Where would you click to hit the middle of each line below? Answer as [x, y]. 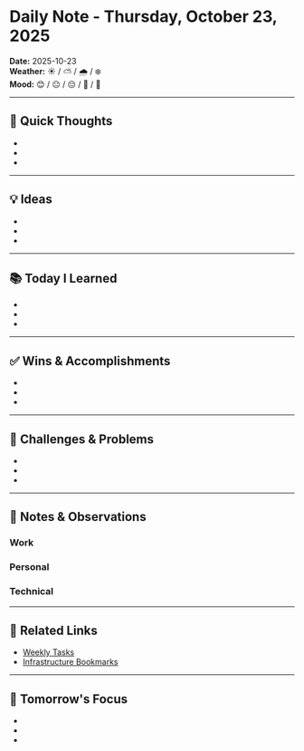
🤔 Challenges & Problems [82, 439]
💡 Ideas [31, 200]
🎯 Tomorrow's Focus [69, 699]
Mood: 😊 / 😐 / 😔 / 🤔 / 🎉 [55, 84]
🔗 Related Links [53, 630]
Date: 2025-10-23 [43, 61]
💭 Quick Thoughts [61, 121]
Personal [29, 567]
